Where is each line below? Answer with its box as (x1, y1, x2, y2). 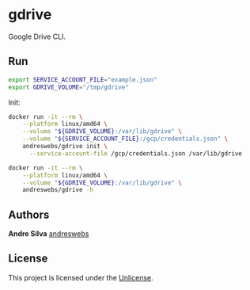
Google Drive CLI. (8, 32, 66, 41)
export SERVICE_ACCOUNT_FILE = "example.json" (8, 75, 157, 84)
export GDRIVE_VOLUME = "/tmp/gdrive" (8, 83, 129, 91)
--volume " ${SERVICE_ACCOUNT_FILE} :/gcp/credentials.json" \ (22, 135, 228, 143)
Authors (8, 208, 50, 221)
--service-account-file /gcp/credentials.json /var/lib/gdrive (28, 149, 243, 158)
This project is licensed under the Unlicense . (8, 273, 154, 282)
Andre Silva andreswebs (8, 229, 89, 238)
